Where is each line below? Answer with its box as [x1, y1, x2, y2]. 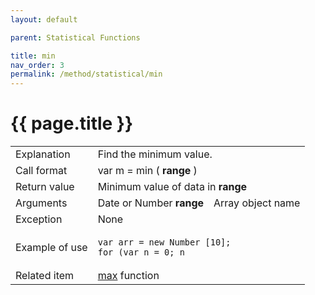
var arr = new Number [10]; [97, 237, 232, 248]
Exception [15, 212, 63, 226]
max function [97, 269, 160, 283]
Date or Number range [97, 196, 205, 210]
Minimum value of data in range [97, 180, 248, 194]
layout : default [10, 14, 78, 25]
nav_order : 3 [10, 60, 65, 70]
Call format [15, 164, 68, 178]
